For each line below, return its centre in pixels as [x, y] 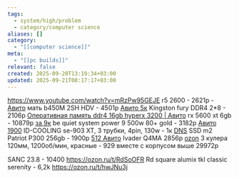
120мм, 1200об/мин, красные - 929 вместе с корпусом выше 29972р [113, 146]
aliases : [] [25, 34]
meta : [15, 54]
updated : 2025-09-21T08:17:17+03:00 [62, 80]
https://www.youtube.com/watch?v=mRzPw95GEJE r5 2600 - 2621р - [111, 100]
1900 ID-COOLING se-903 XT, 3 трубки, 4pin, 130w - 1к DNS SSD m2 [110, 131]
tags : [15, 14]
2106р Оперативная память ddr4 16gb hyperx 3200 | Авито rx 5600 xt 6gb [119, 115]
